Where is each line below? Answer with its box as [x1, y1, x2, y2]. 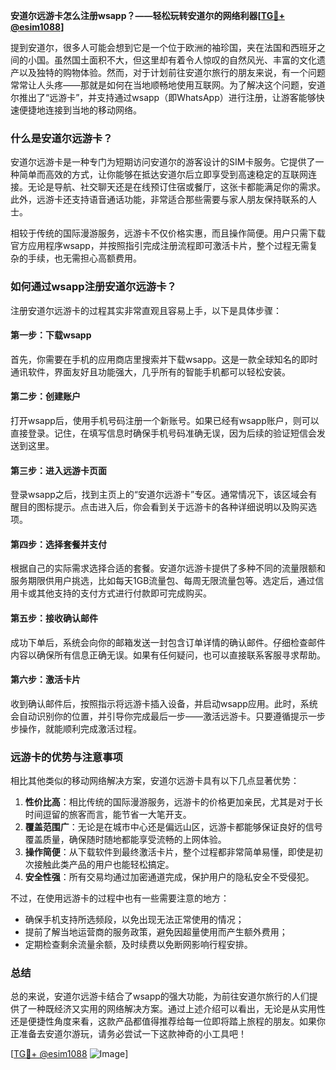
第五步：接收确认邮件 [10, 612, 98, 624]
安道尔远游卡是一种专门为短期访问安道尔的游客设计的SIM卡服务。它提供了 [10, 156, 316, 168]
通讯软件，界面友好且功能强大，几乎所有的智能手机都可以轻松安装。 [10, 365, 291, 378]
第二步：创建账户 [10, 390, 81, 403]
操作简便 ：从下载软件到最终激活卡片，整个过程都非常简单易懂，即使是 [24, 846, 315, 858]
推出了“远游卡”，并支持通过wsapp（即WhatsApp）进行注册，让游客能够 [18, 92, 317, 103]
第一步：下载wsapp [10, 329, 92, 341]
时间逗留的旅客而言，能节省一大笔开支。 [24, 809, 192, 821]
